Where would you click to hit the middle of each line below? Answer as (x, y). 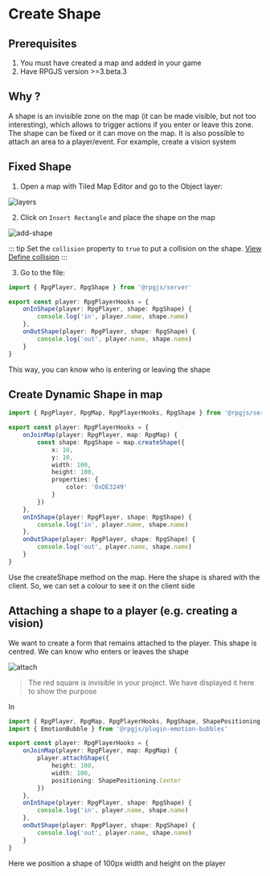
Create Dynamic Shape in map (86, 394)
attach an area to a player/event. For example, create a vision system (123, 141)
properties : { (75, 480)
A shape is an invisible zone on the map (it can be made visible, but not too (133, 116)
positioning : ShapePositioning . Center (116, 780)
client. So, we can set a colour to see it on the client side (102, 585)
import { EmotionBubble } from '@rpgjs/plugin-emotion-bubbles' (118, 729)
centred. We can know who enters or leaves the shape (98, 651)
